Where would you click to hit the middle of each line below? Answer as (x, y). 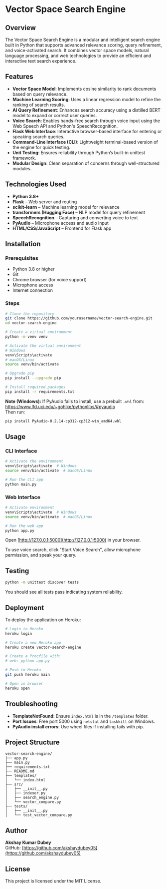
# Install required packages (35, 387)
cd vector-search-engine (31, 323)
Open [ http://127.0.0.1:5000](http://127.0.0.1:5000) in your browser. (73, 540)
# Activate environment (30, 508)
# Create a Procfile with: (33, 656)
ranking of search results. (39, 105)
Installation (23, 244)
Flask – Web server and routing (45, 202)
